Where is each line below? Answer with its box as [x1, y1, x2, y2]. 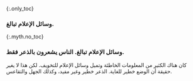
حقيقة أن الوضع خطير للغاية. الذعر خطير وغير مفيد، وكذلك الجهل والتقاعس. [6, 67, 172, 74]
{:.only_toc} [6, 5, 34, 12]
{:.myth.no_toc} [6, 33, 44, 40]
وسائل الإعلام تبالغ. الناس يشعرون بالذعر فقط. [6, 48, 125, 56]
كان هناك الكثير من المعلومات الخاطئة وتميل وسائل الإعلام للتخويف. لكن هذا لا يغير [6, 61, 187, 69]
